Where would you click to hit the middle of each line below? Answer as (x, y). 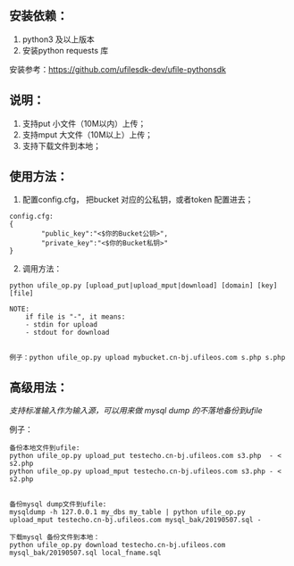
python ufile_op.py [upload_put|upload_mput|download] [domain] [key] (143, 286)
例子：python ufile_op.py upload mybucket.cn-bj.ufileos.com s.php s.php (147, 358)
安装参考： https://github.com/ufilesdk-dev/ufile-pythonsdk (118, 69)
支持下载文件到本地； (61, 146)
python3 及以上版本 (59, 39)
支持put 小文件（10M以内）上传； (84, 123)
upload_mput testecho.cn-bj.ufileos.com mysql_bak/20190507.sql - (135, 520)
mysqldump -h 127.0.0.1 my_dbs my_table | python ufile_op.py (127, 512)
